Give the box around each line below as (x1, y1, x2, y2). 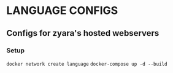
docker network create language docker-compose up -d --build (6, 61, 167, 67)
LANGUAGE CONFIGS (6, 4, 118, 18)
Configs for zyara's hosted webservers (6, 28, 160, 38)
